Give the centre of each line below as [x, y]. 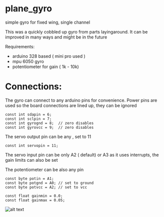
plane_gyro [29, 9]
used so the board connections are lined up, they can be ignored [71, 105]
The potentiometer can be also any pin [44, 169]
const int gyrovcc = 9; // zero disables [49, 127]
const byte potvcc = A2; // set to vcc [46, 187]
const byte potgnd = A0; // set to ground [49, 183]
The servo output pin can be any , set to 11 [48, 137]
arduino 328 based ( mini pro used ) [49, 56]
